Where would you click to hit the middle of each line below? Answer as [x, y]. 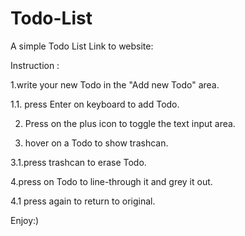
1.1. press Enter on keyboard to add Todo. [95, 104]
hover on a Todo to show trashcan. [96, 143]
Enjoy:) [25, 220]
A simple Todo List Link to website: [82, 46]
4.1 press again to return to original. [83, 201]
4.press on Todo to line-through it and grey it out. [111, 181]
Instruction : [35, 65]
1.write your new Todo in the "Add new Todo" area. [115, 84]
